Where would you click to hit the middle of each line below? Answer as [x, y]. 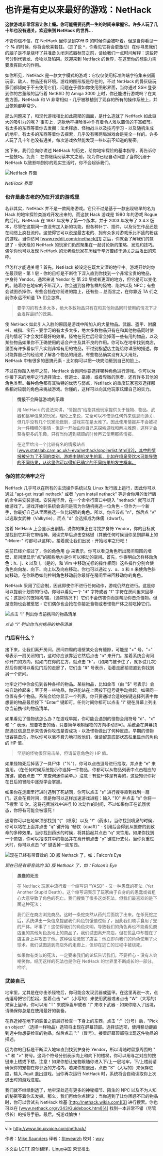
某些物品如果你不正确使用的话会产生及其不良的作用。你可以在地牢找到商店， [81, 342]
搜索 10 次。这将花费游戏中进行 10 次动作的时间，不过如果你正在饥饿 [78, 804]
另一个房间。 [18, 674]
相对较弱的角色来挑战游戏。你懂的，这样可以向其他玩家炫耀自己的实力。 [81, 389]
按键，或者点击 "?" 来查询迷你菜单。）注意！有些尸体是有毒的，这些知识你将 [81, 775]
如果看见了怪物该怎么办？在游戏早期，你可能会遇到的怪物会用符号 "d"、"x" [80, 718]
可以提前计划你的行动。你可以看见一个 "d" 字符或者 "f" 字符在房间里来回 [77, 591]
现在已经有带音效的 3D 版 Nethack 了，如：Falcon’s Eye [61, 865]
